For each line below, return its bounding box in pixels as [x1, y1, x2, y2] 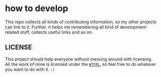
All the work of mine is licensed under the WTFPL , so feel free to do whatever [5, 61, 157, 67]
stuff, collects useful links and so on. [20, 29, 93, 35]
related [5, 29, 19, 35]
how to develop [5, 3, 68, 14]
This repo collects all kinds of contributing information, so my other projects [5, 19, 157, 25]
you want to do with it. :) [5, 66, 55, 72]
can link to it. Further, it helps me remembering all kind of [5, 24, 119, 30]
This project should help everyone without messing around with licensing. [5, 56, 153, 62]
